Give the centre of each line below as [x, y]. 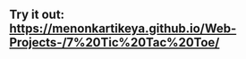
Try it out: [37, 15]
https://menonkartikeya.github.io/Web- [123, 29]
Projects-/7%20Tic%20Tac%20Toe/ [115, 42]
